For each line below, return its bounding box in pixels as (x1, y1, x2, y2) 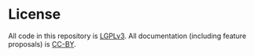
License (8, 5, 61, 23)
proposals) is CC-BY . (8, 39, 76, 48)
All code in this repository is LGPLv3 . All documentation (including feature (8, 31, 247, 40)
